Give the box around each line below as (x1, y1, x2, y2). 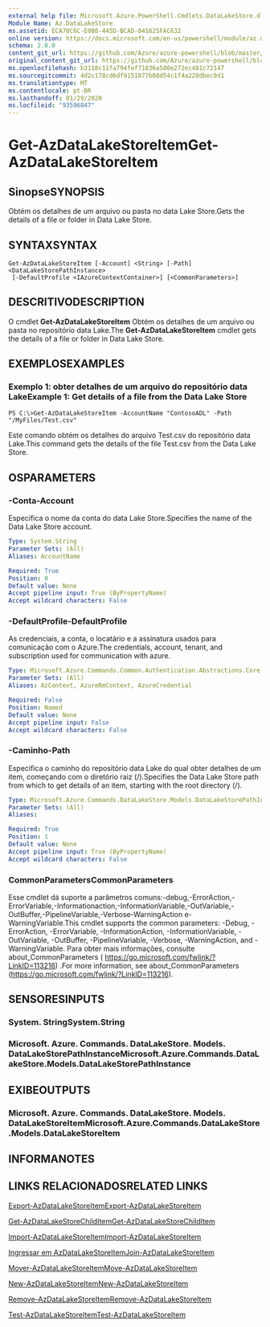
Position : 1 (8, 833, 48, 841)
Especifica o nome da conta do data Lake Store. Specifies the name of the (8, 514, 252, 523)
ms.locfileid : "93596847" (8, 101, 95, 109)
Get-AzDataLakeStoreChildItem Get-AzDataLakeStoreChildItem (8, 1216, 215, 1226)
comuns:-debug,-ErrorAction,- (133, 893, 235, 903)
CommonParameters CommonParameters (8, 874, 174, 885)
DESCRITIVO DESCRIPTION (8, 295, 145, 309)
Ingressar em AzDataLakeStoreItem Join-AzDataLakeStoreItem (8, 1247, 215, 1257)
